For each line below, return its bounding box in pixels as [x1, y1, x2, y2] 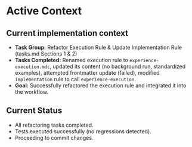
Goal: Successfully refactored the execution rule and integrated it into [14, 82, 187, 89]
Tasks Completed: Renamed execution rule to [14, 57, 128, 63]
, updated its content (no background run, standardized [49, 63, 186, 70]
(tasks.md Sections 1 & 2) [14, 50, 78, 57]
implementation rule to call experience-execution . [14, 76, 136, 82]
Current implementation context [6, 28, 128, 38]
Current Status [6, 106, 63, 116]
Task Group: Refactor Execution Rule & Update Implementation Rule [14, 44, 182, 51]
